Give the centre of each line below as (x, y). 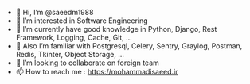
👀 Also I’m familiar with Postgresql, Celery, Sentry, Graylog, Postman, (129, 46)
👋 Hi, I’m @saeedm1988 (55, 12)
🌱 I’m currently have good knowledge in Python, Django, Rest (116, 29)
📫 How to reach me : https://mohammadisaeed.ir (97, 72)
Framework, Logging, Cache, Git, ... (74, 37)
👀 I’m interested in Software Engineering (82, 21)
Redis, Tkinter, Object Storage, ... (70, 54)
